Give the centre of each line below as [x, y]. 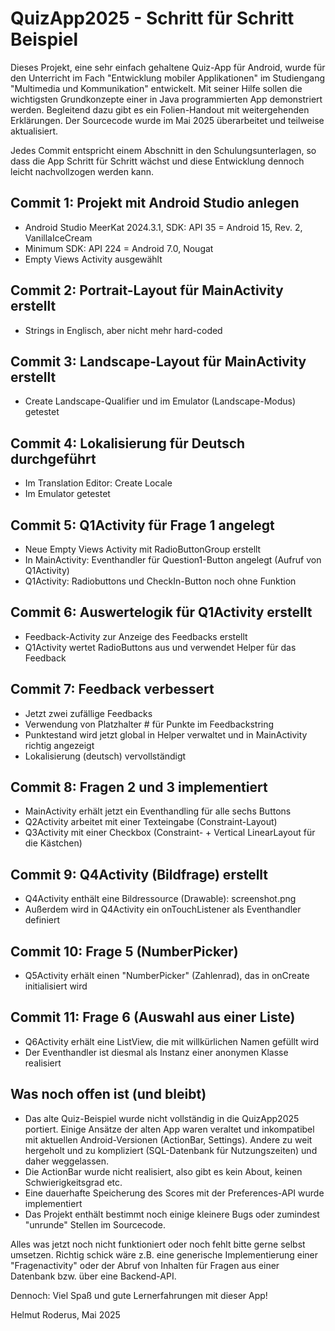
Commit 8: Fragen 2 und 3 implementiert [139, 787]
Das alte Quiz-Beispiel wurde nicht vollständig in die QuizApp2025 [162, 1118]
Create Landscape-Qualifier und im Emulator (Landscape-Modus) [160, 401]
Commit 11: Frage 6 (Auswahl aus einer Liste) [153, 1017]
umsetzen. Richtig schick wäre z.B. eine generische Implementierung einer [164, 1254]
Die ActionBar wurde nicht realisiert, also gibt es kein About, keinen [163, 1171]
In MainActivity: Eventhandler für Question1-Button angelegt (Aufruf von [173, 560]
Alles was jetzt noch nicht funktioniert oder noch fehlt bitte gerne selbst [158, 1244]
